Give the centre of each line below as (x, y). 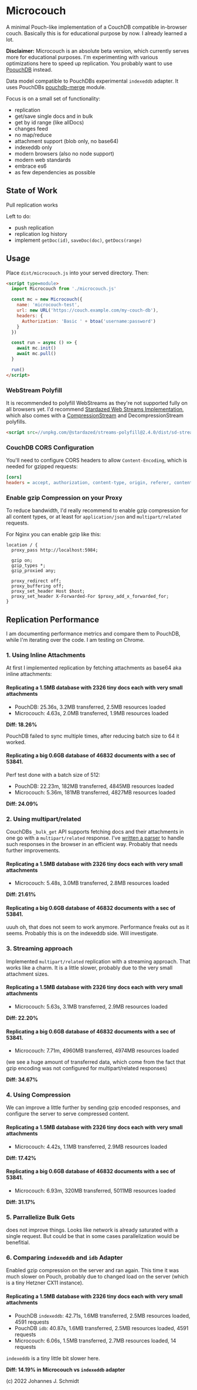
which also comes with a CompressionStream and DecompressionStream (95, 415)
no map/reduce (33, 135)
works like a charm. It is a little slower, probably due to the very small (89, 968)
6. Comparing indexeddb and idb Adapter (64, 1258)
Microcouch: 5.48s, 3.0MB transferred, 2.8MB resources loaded (92, 883)
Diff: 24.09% (22, 804)
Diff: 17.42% (21, 1158)
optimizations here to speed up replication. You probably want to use (89, 63)
